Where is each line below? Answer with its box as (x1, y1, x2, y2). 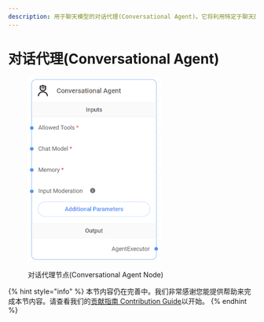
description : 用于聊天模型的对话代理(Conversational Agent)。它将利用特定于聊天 (8, 13, 255, 20)
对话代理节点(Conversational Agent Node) (27, 270, 163, 280)
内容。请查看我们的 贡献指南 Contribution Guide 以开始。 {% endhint (28, 297, 247, 306)
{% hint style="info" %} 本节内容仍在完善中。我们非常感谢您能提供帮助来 (8, 287, 245, 296)
